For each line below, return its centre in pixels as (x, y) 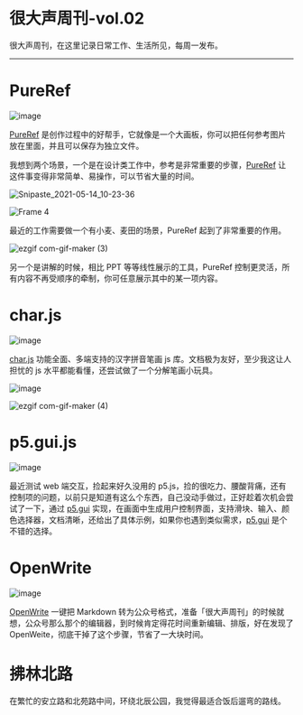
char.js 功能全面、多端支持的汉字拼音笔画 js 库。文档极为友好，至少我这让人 (150, 358)
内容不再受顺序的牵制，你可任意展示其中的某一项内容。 (119, 278)
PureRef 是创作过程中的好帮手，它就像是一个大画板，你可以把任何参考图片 (148, 134)
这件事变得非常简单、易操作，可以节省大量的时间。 (104, 176)
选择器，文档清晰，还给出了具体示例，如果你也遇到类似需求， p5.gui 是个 (152, 519)
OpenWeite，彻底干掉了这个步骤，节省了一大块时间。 (109, 634)
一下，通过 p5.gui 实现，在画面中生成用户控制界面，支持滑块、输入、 (153, 508)
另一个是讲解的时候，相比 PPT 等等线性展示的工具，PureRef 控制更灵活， (146, 266)
